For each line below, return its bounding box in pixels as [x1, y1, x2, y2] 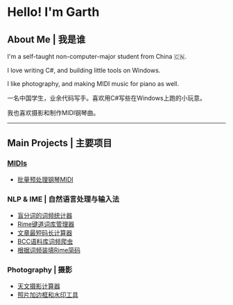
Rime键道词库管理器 [17, 220, 75, 228]
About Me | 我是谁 [7, 33, 86, 45]
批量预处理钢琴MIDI [17, 175, 74, 184]
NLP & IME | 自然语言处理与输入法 [7, 194, 120, 204]
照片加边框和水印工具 [17, 290, 78, 299]
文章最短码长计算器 [17, 228, 73, 236]
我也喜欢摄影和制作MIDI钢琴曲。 [7, 109, 100, 116]
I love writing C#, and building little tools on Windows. [7, 67, 161, 74]
